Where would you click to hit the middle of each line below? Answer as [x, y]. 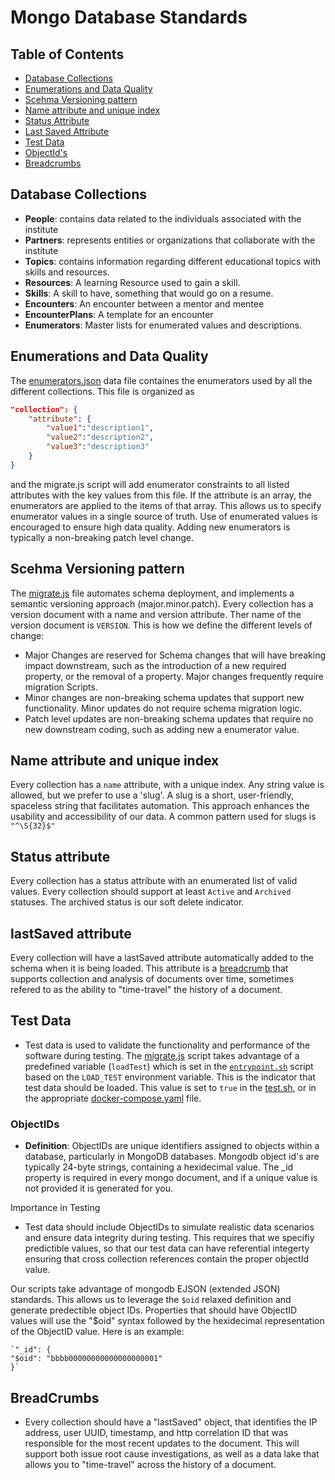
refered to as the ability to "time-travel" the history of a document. [146, 989]
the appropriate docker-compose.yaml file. [113, 1098]
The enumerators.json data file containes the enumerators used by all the [161, 380]
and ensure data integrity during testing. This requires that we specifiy [169, 1238]
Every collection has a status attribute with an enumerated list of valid [154, 881]
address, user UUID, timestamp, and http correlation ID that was [156, 1432]
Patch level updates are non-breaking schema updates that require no [169, 718]
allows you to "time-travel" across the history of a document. [150, 1464]
